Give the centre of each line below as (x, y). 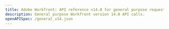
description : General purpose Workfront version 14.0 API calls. (75, 14)
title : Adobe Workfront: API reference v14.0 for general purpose (76, 10)
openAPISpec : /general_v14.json (39, 19)
